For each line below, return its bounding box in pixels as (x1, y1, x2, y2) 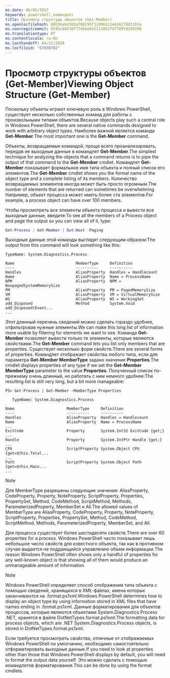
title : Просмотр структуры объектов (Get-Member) (5, 17, 113, 22)
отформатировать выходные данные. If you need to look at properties (5, 646, 153, 653)
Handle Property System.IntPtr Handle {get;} (5, 437, 162, 442)
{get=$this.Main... (5, 464, 47, 470)
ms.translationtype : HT (5, 31, 56, 36)
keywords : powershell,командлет (5, 12, 74, 17)
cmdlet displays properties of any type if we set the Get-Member (5, 362, 142, 369)
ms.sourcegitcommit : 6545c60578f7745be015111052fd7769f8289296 (5, 27, 142, 32)
